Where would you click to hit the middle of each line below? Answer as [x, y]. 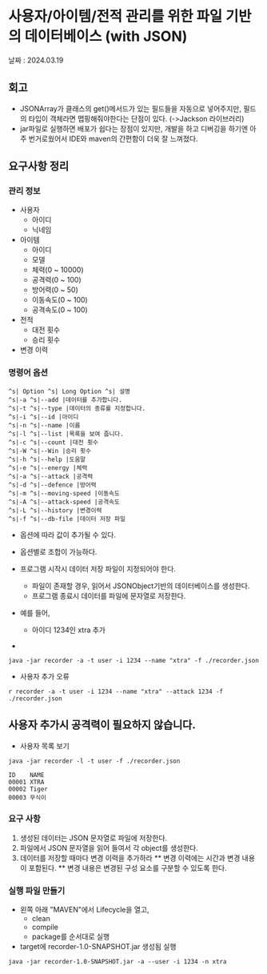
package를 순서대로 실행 [71, 936]
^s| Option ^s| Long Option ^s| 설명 [69, 391]
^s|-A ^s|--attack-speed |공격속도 [64, 502]
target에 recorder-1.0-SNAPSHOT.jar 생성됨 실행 [98, 947]
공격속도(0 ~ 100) [60, 310]
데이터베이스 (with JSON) [106, 36]
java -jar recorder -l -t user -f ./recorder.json [94, 761]
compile [45, 927]
